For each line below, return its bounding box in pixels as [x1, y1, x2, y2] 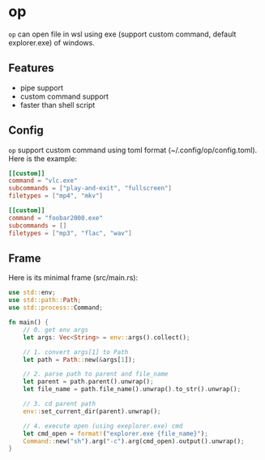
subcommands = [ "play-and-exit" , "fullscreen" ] [8, 185, 173, 193]
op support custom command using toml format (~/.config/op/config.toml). [8, 145, 258, 155]
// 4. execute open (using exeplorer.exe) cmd [23, 422, 183, 430]
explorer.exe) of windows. [8, 37, 95, 47]
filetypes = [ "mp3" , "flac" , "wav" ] [8, 229, 132, 237]
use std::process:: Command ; [8, 304, 104, 312]
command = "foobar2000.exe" [8, 214, 104, 222]
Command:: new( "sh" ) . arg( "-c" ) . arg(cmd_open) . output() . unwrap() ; [23, 437, 245, 445]
